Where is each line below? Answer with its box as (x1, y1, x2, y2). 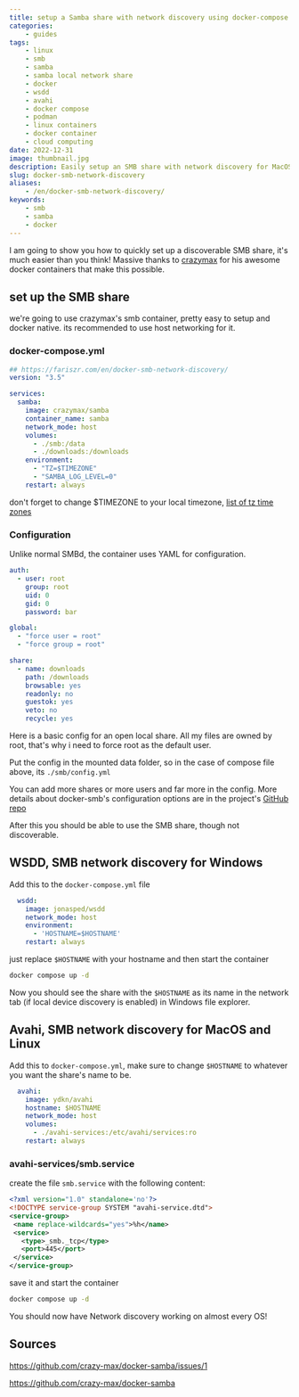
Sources (9, 1336, 57, 1352)
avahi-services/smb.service (9, 1157, 135, 1170)
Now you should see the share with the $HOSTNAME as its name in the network (9, 987, 289, 998)
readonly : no (25, 689, 74, 698)
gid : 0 (25, 599, 50, 608)
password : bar (25, 607, 77, 616)
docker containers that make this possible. (9, 264, 166, 275)
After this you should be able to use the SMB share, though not (9, 820, 240, 831)
